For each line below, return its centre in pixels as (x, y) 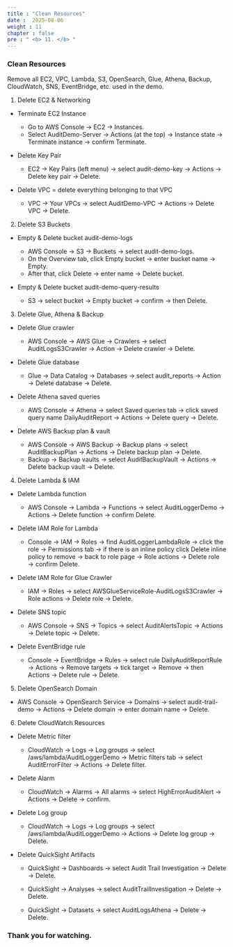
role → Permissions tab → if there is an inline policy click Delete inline (127, 549)
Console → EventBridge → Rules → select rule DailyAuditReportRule (125, 660)
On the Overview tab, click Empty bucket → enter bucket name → (121, 259)
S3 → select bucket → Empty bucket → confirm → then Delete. (118, 301)
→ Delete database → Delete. (70, 383)
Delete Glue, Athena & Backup (61, 314)
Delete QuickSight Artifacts (56, 855)
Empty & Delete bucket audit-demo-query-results (88, 288)
